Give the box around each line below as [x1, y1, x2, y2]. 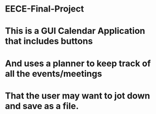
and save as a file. [5, 100, 79, 112]
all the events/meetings [5, 68, 102, 79]
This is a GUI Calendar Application [5, 26, 145, 37]
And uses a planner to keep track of [5, 58, 151, 69]
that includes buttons [5, 36, 93, 47]
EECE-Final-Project [5, 3, 84, 14]
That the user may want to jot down [5, 90, 150, 101]
